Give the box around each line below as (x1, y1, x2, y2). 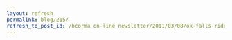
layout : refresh (6, 9, 53, 17)
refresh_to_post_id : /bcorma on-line (6, 22, 116, 29)
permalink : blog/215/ (6, 16, 69, 23)
